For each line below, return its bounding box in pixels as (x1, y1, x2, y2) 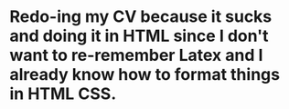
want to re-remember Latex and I (9, 45, 263, 65)
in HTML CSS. (9, 84, 117, 104)
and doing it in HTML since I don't (9, 25, 269, 46)
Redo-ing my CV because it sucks (9, 6, 273, 27)
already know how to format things (9, 64, 281, 85)
